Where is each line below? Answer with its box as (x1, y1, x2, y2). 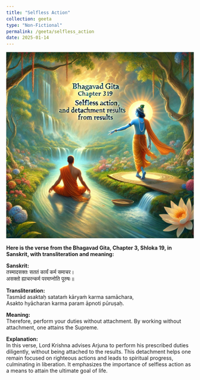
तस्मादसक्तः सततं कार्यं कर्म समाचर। (6, 269, 74, 276)
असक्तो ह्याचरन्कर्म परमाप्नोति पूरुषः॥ (6, 275, 74, 282)
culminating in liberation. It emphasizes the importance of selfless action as (6, 361, 192, 368)
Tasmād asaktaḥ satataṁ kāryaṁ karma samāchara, (6, 294, 134, 301)
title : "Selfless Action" (6, 10, 70, 15)
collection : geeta (6, 15, 52, 22)
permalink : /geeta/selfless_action (6, 29, 95, 35)
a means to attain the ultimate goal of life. (6, 367, 108, 375)
